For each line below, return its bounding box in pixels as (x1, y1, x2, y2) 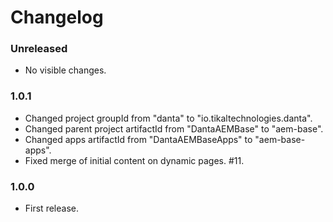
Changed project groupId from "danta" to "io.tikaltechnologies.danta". (24, 112, 313, 124)
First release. (24, 202, 79, 215)
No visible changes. (24, 64, 107, 76)
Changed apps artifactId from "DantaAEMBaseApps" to (24, 133, 253, 145)
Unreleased (10, 42, 68, 56)
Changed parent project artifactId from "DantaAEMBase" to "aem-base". (24, 122, 324, 135)
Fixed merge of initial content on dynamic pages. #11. (24, 154, 245, 166)
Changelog (10, 6, 104, 29)
